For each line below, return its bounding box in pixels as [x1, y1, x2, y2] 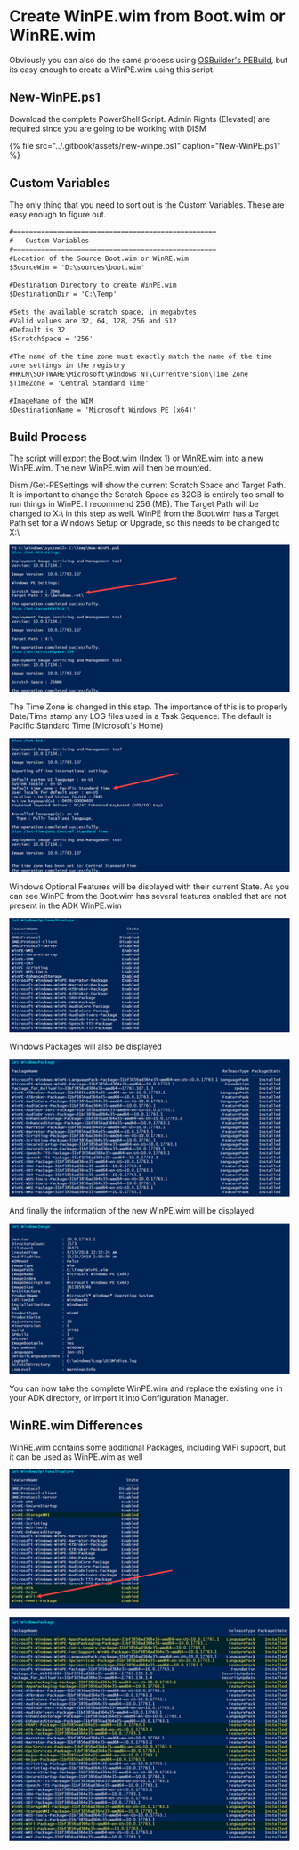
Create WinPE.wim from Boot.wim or [9, 6, 286, 27]
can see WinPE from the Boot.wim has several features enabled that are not [9, 890, 287, 901]
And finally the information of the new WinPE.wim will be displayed [9, 1206, 255, 1216]
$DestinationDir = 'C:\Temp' [9, 290, 117, 299]
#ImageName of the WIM [9, 397, 93, 405]
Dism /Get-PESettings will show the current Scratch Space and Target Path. [9, 479, 287, 491]
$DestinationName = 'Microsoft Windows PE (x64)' [9, 405, 198, 414]
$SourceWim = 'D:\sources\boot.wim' [9, 263, 145, 272]
